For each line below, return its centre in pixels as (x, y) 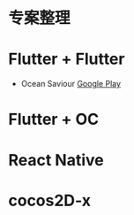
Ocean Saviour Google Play (71, 84)
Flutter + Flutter (67, 59)
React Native (56, 160)
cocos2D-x (50, 200)
